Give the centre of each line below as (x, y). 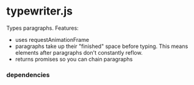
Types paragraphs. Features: (43, 28)
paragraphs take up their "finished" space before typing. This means (102, 46)
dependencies (28, 75)
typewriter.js (40, 11)
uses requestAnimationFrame (52, 39)
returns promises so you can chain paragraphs (74, 59)
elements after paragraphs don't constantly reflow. (79, 52)
